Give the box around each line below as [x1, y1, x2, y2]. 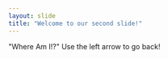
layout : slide [8, 11, 57, 20]
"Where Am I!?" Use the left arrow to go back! [8, 41, 161, 51]
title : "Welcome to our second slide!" [8, 19, 143, 27]
